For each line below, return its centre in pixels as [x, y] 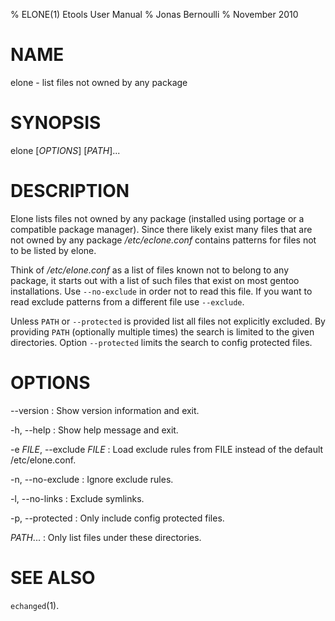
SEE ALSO [53, 577]
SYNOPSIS [56, 123]
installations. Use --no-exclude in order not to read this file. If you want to [161, 291]
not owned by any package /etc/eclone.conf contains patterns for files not [163, 240]
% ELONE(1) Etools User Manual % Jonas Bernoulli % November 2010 [154, 14]
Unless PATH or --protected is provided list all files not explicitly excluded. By [168, 321]
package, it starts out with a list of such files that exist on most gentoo [155, 280]
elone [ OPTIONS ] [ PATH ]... [65, 150]
